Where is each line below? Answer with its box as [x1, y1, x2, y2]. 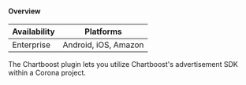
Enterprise [12, 39, 51, 50]
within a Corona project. [8, 68, 87, 78]
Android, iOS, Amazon [62, 39, 144, 50]
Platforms [84, 26, 122, 37]
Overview [8, 6, 41, 16]
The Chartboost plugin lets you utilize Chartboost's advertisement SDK [8, 60, 238, 69]
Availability [12, 26, 55, 37]
